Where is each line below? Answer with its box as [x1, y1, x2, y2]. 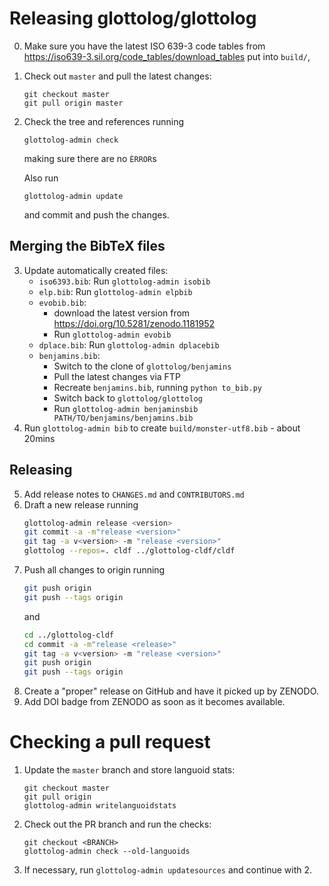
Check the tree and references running [23, 115, 184, 127]
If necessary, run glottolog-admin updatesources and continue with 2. [23, 864, 313, 876]
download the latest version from [53, 307, 191, 319]
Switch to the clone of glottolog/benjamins [53, 360, 232, 372]
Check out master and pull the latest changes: [23, 70, 212, 82]
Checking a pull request [9, 731, 211, 754]
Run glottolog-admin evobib [53, 328, 172, 340]
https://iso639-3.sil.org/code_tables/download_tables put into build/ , [23, 50, 311, 62]
